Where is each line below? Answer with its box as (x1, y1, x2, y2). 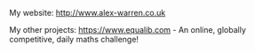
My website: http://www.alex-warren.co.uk (9, 8, 166, 18)
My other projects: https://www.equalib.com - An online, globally (9, 25, 247, 34)
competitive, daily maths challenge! (9, 34, 139, 44)
